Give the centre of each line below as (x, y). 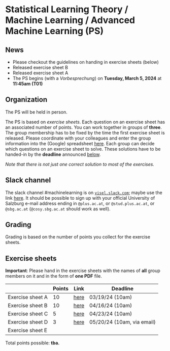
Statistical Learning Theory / (67, 9)
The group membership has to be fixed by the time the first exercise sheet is (85, 132)
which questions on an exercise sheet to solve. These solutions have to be (83, 149)
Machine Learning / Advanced (70, 20)
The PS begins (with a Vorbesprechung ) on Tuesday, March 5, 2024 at (87, 78)
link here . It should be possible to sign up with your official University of (80, 198)
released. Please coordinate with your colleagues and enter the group (78, 138)
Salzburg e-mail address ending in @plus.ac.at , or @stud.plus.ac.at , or (80, 203)
